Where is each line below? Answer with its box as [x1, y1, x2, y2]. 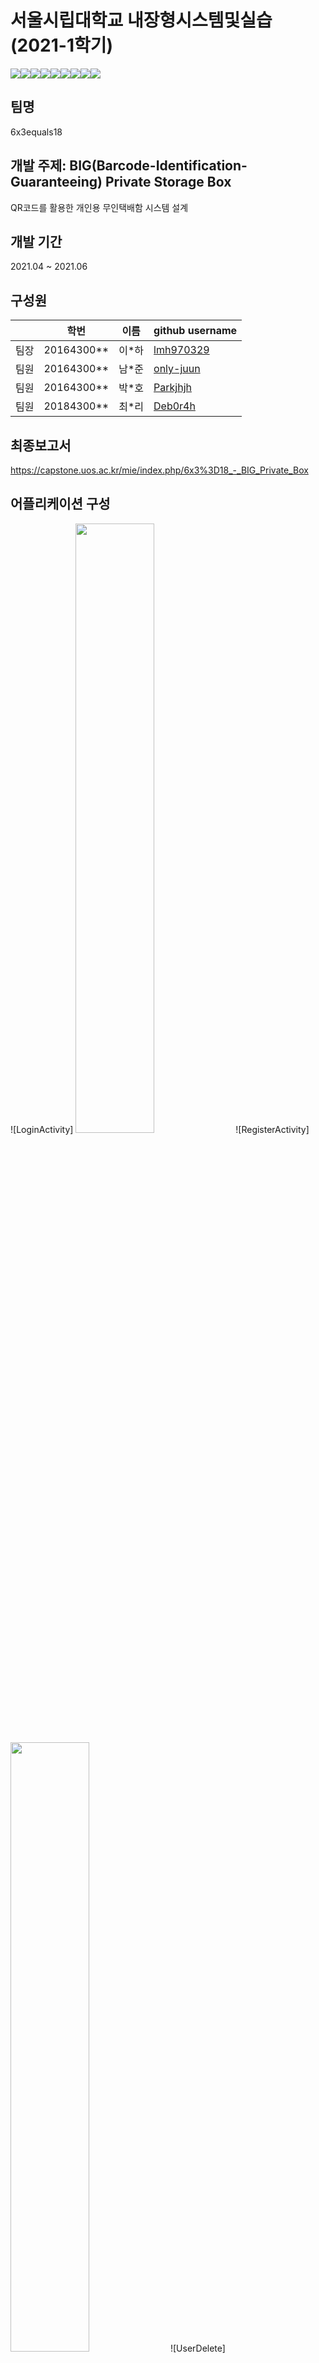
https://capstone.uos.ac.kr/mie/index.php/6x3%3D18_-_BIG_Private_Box [10, 464, 309, 476]
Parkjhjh [153, 381, 192, 395]
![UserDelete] [169, 2342, 226, 2354]
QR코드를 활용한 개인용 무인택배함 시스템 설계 [10, 201, 189, 213]
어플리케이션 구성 [10, 496, 111, 513]
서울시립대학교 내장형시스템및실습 [10, 9, 273, 32]
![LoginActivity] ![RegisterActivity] [10, 1123, 310, 1135]
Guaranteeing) [10, 174, 103, 191]
